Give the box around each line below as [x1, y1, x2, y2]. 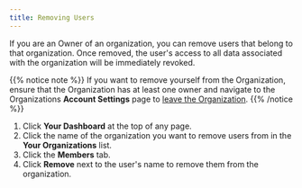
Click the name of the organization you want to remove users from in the [22, 130, 292, 140]
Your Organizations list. [22, 139, 113, 150]
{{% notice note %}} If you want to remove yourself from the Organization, [9, 74, 286, 85]
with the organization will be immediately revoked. [9, 57, 196, 67]
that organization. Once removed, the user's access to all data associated [9, 47, 282, 58]
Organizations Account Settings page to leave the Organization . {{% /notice [9, 94, 293, 104]
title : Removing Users [9, 13, 95, 22]
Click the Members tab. [22, 149, 111, 160]
